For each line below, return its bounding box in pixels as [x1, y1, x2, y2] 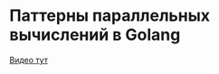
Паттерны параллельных [9, 5, 211, 26]
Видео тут [9, 54, 48, 65]
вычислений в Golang [9, 24, 181, 45]
